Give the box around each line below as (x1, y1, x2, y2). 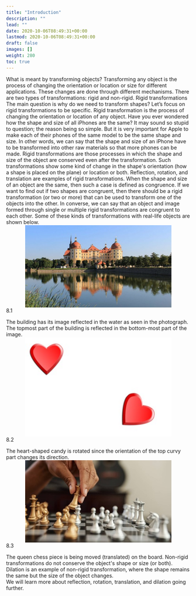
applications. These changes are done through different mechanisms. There (6, 88, 190, 95)
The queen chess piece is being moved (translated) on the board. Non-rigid (6, 553, 188, 560)
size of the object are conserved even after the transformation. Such (6, 156, 171, 163)
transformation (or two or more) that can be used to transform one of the (6, 194, 181, 201)
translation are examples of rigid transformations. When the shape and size (6, 175, 187, 182)
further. (6, 584, 25, 591)
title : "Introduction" (6, 9, 61, 15)
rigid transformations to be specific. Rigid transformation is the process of (6, 106, 184, 113)
